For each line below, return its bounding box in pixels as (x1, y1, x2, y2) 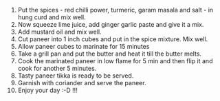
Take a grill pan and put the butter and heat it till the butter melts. (17, 49, 202, 58)
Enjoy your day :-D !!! (17, 86, 78, 94)
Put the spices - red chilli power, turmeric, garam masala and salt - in (17, 6, 214, 14)
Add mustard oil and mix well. (17, 27, 102, 36)
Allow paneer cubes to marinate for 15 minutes (17, 43, 150, 50)
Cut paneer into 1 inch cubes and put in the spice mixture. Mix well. (17, 35, 208, 43)
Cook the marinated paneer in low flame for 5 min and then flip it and (17, 57, 213, 65)
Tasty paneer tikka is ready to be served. (17, 71, 134, 80)
